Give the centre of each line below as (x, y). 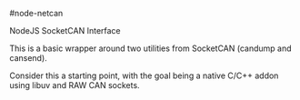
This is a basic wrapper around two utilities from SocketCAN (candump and (151, 48)
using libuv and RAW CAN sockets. (75, 85)
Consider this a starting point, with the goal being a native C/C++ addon (144, 75)
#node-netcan (36, 13)
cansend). (28, 58)
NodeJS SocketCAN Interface (65, 30)
